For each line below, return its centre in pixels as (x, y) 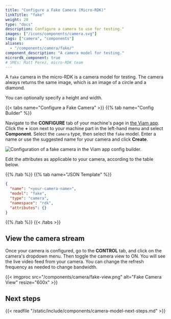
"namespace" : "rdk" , (32, 203)
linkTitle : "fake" (25, 15)
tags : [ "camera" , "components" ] (40, 39)
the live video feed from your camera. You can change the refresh (75, 262)
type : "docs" (19, 24)
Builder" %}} (19, 113)
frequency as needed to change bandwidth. (52, 267)
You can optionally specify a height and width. (54, 98)
